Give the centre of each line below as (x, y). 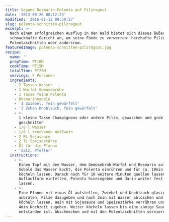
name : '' (19, 57)
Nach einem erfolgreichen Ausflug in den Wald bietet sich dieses (81, 33)
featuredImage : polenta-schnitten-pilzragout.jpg (58, 47)
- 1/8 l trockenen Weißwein (44, 132)
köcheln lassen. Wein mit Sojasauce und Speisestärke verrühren (87, 202)
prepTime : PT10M (27, 62)
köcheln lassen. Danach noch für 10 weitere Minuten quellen (84, 174)
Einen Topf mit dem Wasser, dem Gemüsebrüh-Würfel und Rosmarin (87, 164)
